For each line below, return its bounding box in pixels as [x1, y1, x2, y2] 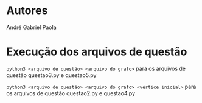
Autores [6, 4, 48, 18]
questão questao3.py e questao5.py [6, 71, 97, 79]
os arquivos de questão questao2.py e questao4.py [6, 89, 136, 97]
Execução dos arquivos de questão [6, 45, 187, 59]
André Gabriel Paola [6, 24, 57, 31]
